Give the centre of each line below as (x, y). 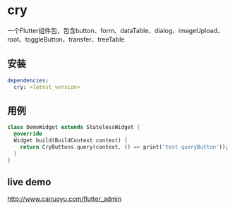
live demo (29, 182)
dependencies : (28, 80)
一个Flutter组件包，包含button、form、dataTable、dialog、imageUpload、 (115, 30)
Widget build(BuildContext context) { (71, 141)
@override (28, 134)
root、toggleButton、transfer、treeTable (66, 39)
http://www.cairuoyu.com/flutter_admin (65, 199)
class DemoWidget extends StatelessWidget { (74, 128)
